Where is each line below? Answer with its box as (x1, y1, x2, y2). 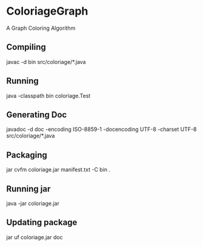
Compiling (6, 42, 47, 52)
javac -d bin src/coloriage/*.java (6, 58, 86, 65)
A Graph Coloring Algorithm (6, 24, 76, 32)
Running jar (6, 184, 51, 194)
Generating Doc (6, 110, 67, 120)
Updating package (6, 217, 78, 228)
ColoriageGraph (6, 4, 88, 18)
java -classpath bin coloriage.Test (6, 92, 91, 99)
